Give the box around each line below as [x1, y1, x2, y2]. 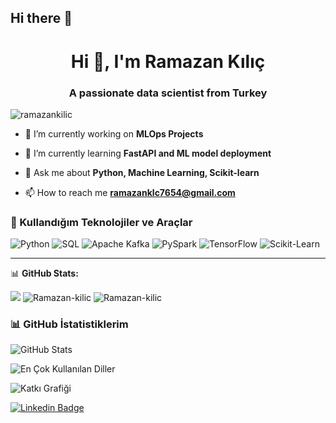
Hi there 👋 [10, 10, 73, 27]
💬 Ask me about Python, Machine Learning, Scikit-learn [24, 166, 260, 178]
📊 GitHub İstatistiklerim [10, 317, 129, 331]
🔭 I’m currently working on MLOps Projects [24, 127, 204, 140]
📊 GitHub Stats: [10, 267, 79, 280]
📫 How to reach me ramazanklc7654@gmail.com [24, 186, 236, 198]
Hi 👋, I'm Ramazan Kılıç [70, 50, 266, 73]
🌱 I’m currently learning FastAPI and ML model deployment [24, 147, 272, 159]
